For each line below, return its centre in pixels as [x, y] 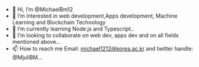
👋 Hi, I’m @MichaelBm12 [42, 9]
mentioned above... [36, 42]
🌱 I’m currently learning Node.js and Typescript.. [73, 29]
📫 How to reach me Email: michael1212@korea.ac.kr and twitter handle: [103, 48]
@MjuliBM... [27, 57]
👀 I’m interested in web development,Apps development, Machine [95, 16]
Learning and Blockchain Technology [59, 22]
